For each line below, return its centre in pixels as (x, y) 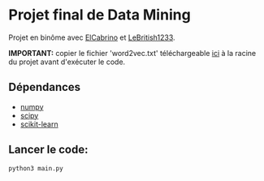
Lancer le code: (48, 150)
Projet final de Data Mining (100, 15)
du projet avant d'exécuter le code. (67, 62)
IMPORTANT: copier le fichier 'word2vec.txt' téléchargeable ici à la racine (132, 53)
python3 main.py (36, 168)
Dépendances (45, 87)
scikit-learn (39, 124)
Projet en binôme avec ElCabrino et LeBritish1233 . (92, 37)
